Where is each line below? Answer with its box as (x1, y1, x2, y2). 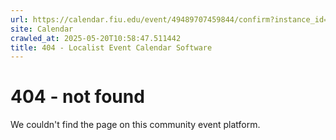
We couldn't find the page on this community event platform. (10, 119, 261, 131)
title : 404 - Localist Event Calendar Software (10, 42, 213, 53)
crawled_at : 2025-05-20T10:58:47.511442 (10, 33, 182, 43)
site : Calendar (10, 24, 74, 34)
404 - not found (10, 86, 145, 108)
